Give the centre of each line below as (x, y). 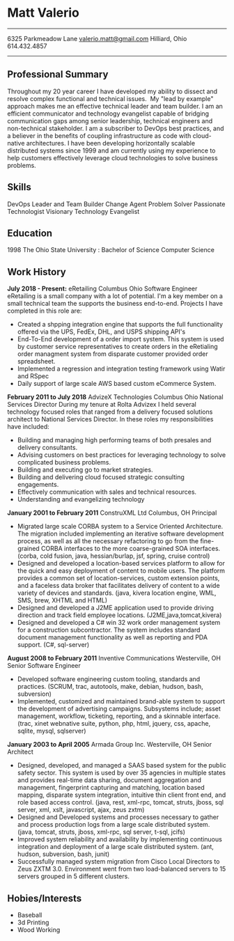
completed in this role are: (45, 311)
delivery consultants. (47, 448)
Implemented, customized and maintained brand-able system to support (121, 701)
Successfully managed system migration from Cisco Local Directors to (118, 862)
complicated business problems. (64, 462)
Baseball (30, 915)
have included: (29, 427)
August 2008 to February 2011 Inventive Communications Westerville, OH (114, 658)
